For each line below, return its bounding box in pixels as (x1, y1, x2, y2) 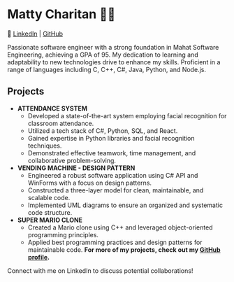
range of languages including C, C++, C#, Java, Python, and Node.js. (7, 65, 206, 73)
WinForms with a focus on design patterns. (27, 178, 152, 187)
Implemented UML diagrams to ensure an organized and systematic (27, 201, 224, 209)
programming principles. (27, 230, 99, 239)
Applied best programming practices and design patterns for (27, 238, 203, 246)
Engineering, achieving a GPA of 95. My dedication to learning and (7, 50, 198, 59)
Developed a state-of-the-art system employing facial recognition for (27, 111, 227, 120)
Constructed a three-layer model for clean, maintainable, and (27, 185, 204, 195)
